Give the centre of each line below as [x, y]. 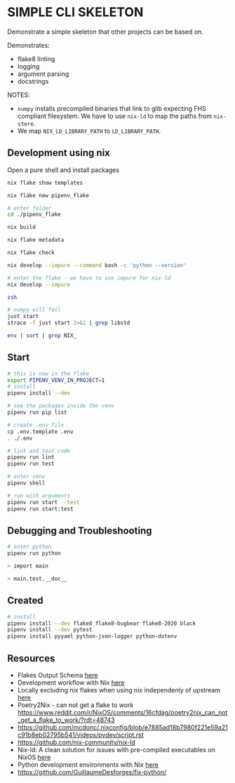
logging [28, 66]
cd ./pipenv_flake [34, 215]
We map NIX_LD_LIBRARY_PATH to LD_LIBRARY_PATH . [89, 131]
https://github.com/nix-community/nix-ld [76, 742]
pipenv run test [31, 464]
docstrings [33, 81]
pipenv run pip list [38, 413]
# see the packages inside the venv [61, 406]
